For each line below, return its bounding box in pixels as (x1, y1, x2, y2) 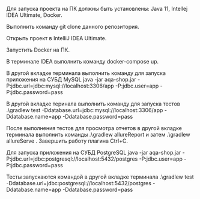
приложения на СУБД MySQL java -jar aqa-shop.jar (6, 76, 136, 83)
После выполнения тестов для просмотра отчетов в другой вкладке (6, 125, 182, 131)
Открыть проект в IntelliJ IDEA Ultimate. (6, 35, 107, 41)
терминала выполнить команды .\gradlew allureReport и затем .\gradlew (6, 131, 190, 138)
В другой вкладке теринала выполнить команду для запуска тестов (6, 100, 180, 107)
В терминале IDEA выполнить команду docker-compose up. (6, 58, 159, 65)
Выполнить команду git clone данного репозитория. (6, 23, 139, 30)
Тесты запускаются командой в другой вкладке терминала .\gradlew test (6, 173, 194, 180)
